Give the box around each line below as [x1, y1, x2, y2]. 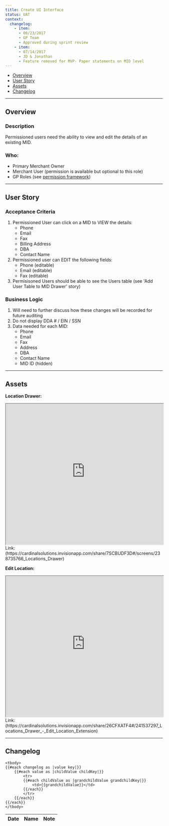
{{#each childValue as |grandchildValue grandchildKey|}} [23, 778, 146, 783]
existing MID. [5, 139, 32, 145]
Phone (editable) [19, 262, 54, 268]
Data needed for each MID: [12, 323, 68, 329]
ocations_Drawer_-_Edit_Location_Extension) [5, 728, 98, 734]
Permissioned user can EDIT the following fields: [12, 257, 112, 263]
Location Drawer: [5, 393, 42, 399]
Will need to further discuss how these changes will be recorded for [12, 307, 152, 313]
